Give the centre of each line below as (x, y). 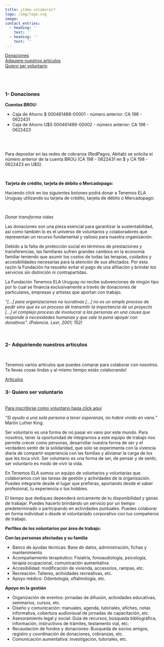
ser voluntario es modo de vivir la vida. (44, 463)
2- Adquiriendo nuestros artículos (46, 345)
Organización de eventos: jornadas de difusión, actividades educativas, (84, 597)
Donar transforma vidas (29, 217)
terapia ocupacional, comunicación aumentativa (60, 563)
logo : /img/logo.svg (26, 14)
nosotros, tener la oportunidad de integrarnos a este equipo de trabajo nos (80, 437)
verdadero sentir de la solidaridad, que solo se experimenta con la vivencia (81, 448)
